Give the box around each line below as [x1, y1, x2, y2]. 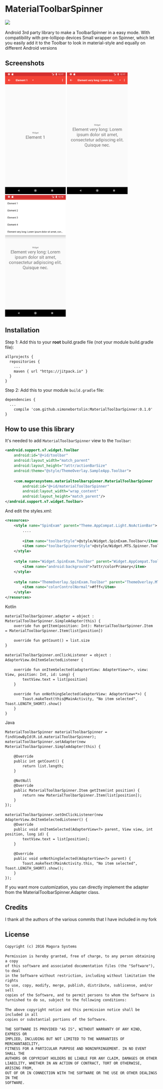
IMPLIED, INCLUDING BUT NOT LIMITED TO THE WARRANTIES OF [5, 1036, 125, 1041]
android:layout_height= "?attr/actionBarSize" [14, 463, 108, 468]
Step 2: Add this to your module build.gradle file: [5, 387, 104, 393]
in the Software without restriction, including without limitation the [5, 973, 155, 978]
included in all [5, 1012, 38, 1017]
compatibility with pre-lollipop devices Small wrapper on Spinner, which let [5, 35, 155, 40]
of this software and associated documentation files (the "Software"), [5, 963, 155, 968]
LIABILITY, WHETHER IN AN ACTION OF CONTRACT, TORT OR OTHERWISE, [5, 1061, 142, 1066]
